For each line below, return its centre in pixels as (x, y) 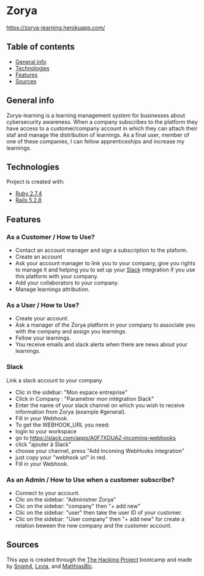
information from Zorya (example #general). (71, 412)
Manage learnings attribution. (52, 289)
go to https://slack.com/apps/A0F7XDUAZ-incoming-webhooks (96, 438)
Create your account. (42, 319)
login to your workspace (46, 431)
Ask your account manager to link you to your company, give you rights (105, 263)
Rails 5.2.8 (28, 200)
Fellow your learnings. (43, 338)
